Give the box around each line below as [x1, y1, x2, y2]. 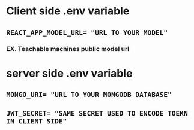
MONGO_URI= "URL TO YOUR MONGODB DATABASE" [6, 90, 172, 99]
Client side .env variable [6, 4, 130, 18]
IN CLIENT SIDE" [6, 117, 67, 126]
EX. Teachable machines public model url [6, 44, 130, 53]
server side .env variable [6, 66, 133, 80]
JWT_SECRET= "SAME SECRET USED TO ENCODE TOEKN [6, 109, 188, 118]
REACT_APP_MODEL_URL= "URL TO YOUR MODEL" [6, 28, 168, 37]
